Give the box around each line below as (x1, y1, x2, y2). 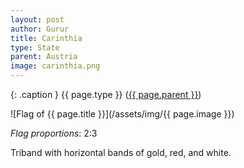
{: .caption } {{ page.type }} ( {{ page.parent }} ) (10, 89, 202, 100)
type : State (10, 42, 60, 53)
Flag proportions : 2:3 (10, 127, 98, 139)
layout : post (10, 14, 65, 25)
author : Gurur (10, 24, 70, 34)
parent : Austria (10, 52, 78, 62)
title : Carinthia (10, 33, 83, 43)
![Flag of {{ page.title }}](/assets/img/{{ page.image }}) (10, 108, 235, 120)
